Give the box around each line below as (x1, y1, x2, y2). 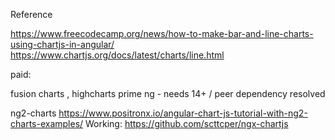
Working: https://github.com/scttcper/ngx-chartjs (85, 118, 289, 129)
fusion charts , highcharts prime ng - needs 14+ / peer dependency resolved (10, 88, 326, 99)
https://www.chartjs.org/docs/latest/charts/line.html (10, 49, 225, 61)
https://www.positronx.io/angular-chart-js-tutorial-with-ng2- (58, 107, 308, 119)
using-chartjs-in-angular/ (10, 39, 115, 50)
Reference (10, 9, 53, 20)
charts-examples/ (10, 118, 84, 129)
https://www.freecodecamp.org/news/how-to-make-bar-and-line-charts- (10, 28, 314, 39)
